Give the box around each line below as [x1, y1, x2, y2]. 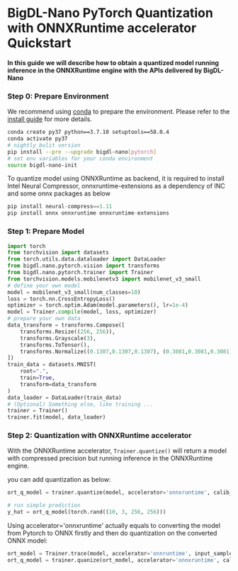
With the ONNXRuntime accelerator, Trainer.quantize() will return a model [7, 446, 227, 455]
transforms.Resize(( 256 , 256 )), [20, 328, 115, 335]
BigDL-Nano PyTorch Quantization [7, 5, 214, 21]
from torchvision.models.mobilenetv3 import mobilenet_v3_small [7, 275, 201, 283]
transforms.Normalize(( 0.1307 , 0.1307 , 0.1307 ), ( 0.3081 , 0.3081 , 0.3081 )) [20, 348, 236, 355]
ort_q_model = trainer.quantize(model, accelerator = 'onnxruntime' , [7, 489, 211, 497]
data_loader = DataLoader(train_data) [7, 394, 122, 401]
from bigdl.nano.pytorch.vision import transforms [7, 262, 160, 270]
